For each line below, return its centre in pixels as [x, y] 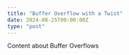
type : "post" [26, 26]
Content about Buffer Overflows [53, 46]
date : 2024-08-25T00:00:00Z [48, 20]
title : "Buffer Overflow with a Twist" [65, 13]
